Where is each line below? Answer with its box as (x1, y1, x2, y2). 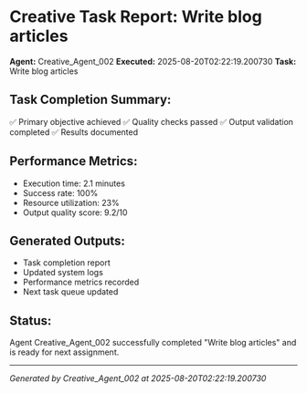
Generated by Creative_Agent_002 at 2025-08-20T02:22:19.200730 (9, 373, 267, 384)
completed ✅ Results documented (9, 126, 139, 138)
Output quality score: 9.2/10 (22, 207, 128, 218)
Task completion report (22, 257, 111, 268)
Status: (9, 313, 52, 328)
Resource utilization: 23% (22, 197, 121, 208)
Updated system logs (22, 267, 103, 278)
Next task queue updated (22, 286, 119, 297)
